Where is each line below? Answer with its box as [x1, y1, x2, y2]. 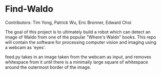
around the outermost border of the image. [5, 64, 91, 70]
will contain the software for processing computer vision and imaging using [5, 39, 157, 45]
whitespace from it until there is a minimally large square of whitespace [5, 59, 148, 65]
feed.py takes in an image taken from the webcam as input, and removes [5, 54, 151, 59]
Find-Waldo [5, 3, 54, 15]
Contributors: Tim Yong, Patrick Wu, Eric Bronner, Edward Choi [5, 19, 132, 25]
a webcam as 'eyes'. [5, 44, 46, 50]
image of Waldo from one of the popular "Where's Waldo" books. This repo [5, 34, 156, 40]
